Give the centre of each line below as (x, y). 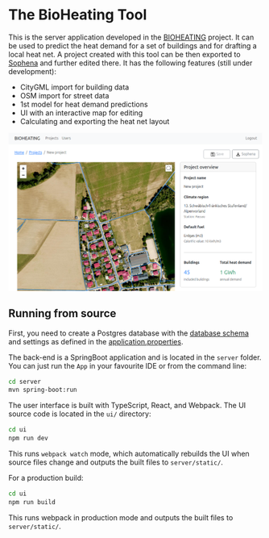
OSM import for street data (64, 95)
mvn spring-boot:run (43, 390)
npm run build (32, 502)
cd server (25, 382)
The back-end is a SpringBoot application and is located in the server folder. (135, 357)
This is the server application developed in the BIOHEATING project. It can (131, 37)
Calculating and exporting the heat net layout (95, 121)
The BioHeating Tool (78, 15)
